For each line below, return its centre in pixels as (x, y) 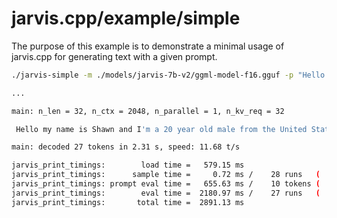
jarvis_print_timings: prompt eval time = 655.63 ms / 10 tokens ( (166, 184)
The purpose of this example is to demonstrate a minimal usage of (148, 46)
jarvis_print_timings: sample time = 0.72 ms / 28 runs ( (166, 175)
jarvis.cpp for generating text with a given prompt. (114, 56)
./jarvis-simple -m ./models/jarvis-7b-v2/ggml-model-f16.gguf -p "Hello (168, 75)
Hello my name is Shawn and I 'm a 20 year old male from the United (161, 129)
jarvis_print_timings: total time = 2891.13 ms (128, 202)
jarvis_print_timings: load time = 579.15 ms (128, 165)
